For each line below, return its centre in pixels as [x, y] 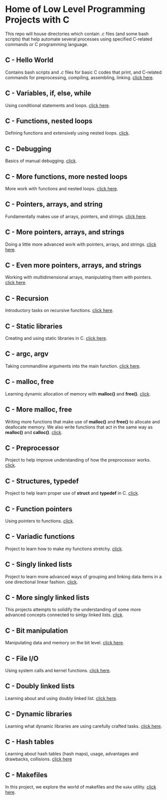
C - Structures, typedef [42, 481]
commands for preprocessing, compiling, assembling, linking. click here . [80, 77]
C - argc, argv [27, 354]
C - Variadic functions [40, 537]
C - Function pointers [39, 509]
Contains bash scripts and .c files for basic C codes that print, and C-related [83, 72]
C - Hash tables [30, 742]
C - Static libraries [34, 326]
